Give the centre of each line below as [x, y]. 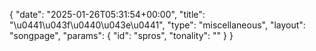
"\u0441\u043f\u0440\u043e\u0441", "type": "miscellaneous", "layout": [157, 25]
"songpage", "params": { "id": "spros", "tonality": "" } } [121, 35]
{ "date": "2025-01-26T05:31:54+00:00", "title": [107, 14]
